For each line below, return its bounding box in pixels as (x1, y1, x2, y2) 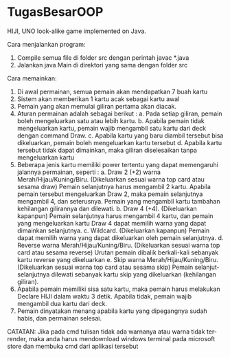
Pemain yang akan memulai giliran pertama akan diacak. (16, 102, 177, 110)
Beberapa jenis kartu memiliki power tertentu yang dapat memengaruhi (16, 160, 218, 169)
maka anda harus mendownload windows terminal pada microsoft (28, 334, 216, 343)
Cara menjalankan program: (7, 40, 86, 48)
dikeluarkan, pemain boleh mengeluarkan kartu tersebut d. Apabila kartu (16, 138, 222, 147)
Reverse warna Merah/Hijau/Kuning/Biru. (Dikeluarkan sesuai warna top (16, 241, 220, 249)
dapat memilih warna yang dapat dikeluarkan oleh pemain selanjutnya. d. (16, 233, 224, 241)
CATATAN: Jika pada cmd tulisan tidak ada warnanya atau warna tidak (7, 327, 205, 336)
